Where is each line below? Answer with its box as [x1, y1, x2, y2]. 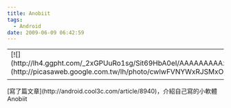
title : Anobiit [7, 10, 51, 17]
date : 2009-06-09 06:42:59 [7, 29, 85, 36]
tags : [7, 16, 23, 23]
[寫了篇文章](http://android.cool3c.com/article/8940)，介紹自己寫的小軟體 [7, 87, 218, 96]
